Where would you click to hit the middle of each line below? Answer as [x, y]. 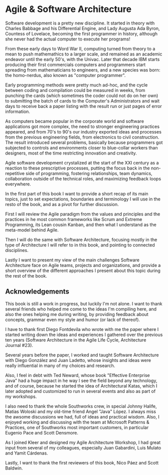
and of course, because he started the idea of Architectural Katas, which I [81, 385]
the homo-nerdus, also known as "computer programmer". [65, 75]
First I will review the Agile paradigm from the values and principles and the [83, 214]
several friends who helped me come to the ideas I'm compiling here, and [81, 309]
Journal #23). [19, 345]
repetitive [15, 173]
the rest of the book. [26, 275]
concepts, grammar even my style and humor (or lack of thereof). [72, 319]
